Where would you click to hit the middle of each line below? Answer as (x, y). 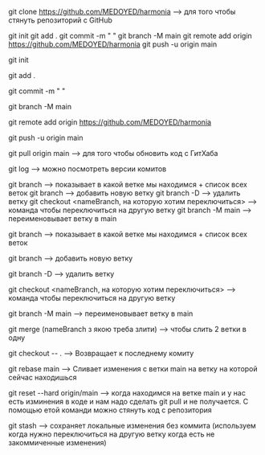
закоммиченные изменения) (57, 443)
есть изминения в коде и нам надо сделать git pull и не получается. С (128, 402)
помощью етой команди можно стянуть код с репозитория (110, 410)
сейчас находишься (43, 377)
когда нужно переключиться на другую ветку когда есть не (112, 434)
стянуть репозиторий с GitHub (60, 20)
